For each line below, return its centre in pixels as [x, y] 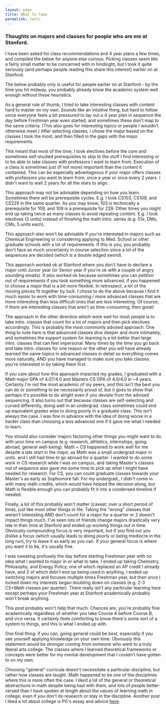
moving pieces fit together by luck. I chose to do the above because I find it [82, 291]
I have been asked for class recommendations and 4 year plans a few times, [83, 53]
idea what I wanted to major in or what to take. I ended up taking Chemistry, [83, 561]
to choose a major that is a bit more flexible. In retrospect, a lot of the [76, 286]
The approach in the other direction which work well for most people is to [80, 316]
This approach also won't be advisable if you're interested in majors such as [83, 234]
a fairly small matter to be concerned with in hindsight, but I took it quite [79, 64]
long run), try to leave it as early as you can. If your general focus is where [81, 541]
